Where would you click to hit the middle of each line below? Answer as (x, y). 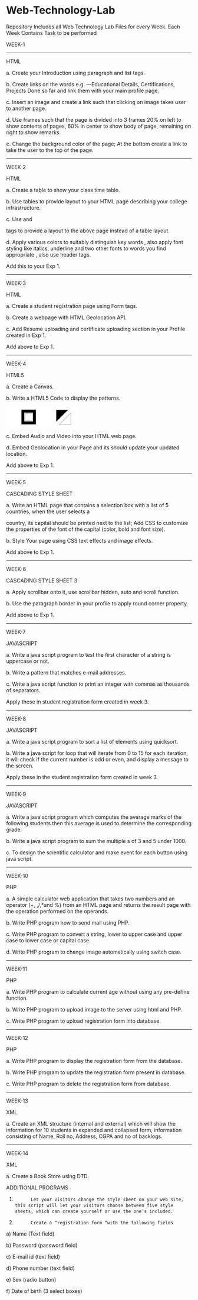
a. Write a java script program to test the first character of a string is (88, 654)
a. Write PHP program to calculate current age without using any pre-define (98, 991)
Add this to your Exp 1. (33, 266)
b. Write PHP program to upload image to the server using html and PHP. (94, 1009)
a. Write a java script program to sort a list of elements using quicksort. (92, 741)
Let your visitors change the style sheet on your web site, (107, 1199)
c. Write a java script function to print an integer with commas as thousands (98, 684)
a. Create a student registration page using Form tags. (72, 306)
